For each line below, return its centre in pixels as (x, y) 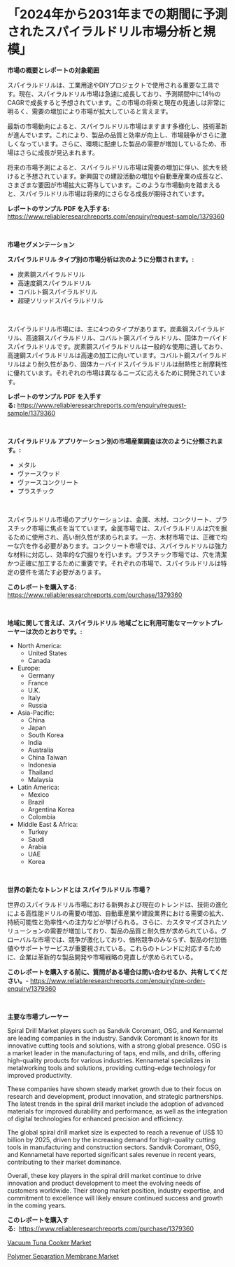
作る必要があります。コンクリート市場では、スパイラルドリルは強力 (129, 546)
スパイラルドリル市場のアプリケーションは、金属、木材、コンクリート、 (111, 519)
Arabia (37, 847)
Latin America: (38, 787)
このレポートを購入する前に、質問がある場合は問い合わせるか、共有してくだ (117, 972)
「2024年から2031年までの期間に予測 (117, 14)
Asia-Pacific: (36, 713)
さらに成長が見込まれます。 (59, 152)
